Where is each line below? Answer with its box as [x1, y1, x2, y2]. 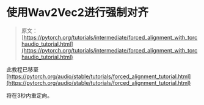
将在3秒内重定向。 [6, 92, 53, 99]
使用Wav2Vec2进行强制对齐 [6, 5, 148, 20]
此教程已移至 [6, 65, 38, 73]
